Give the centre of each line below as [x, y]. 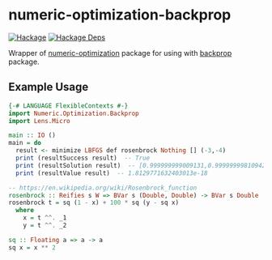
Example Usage [49, 87]
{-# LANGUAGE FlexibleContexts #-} [68, 106]
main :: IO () [32, 135]
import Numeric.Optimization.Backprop [74, 113]
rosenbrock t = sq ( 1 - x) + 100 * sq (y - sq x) [94, 203]
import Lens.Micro [39, 121]
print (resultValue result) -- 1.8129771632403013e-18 [112, 173]
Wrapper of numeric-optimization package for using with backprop [120, 53]
